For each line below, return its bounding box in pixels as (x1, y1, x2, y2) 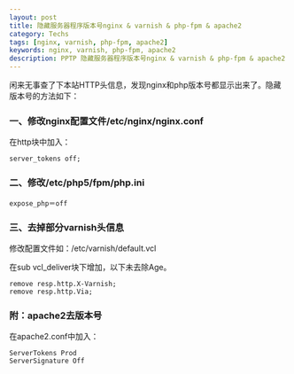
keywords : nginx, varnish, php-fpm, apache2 (9, 46, 176, 55)
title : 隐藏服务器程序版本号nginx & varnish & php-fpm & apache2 (9, 21, 242, 30)
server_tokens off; (9, 154, 81, 164)
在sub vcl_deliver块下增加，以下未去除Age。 (9, 261, 172, 272)
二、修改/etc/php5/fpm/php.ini (9, 176, 145, 189)
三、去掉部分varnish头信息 (9, 221, 125, 233)
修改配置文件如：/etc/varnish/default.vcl (9, 243, 157, 253)
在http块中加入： (9, 136, 71, 147)
